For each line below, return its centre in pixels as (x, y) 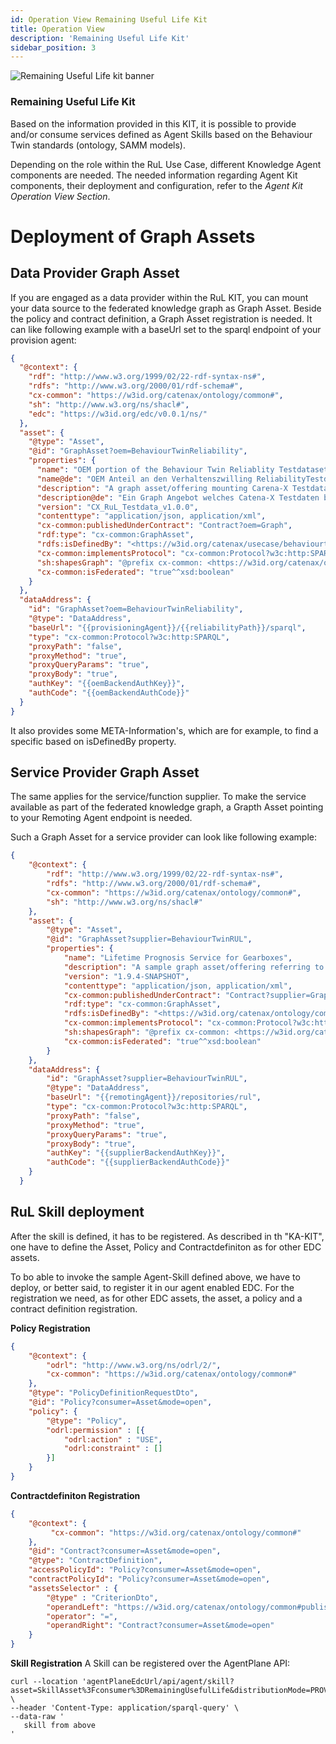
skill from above (60, 1726)
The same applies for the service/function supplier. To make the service (158, 797)
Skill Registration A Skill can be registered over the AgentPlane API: (150, 1663)
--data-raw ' (37, 1717)
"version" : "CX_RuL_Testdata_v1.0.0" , (117, 507)
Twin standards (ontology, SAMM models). (98, 145)
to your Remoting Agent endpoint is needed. (101, 818)
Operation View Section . (60, 196)
